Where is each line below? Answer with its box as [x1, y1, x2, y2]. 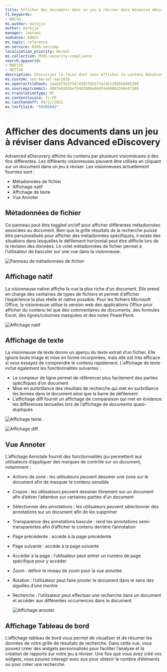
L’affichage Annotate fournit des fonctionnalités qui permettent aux [5, 453, 143, 459]
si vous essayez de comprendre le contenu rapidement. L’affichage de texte [5, 360, 161, 366]
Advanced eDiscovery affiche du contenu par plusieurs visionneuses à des [5, 153, 159, 159]
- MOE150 [5, 63, 23, 68]
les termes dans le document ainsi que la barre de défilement [12, 391, 138, 397]
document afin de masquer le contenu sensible [12, 479, 109, 485]
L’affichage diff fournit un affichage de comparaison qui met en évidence [12, 396, 162, 402]
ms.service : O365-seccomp [5, 44, 59, 49]
